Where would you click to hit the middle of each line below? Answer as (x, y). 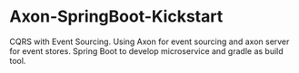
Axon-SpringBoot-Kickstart (116, 17)
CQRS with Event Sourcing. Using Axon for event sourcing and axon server (149, 41)
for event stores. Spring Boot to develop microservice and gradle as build (146, 50)
